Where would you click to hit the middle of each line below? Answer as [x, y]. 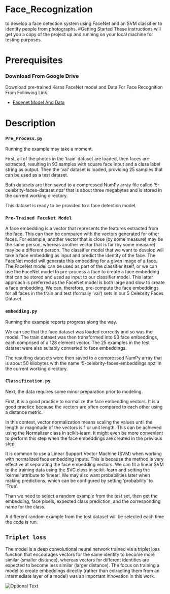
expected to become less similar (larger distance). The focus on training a [82, 565]
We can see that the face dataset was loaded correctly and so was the [79, 331]
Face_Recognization [49, 9]
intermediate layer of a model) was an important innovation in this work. [80, 576]
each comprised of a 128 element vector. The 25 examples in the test [77, 343]
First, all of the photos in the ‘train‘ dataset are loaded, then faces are [77, 158]
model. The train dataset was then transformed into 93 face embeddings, [82, 337]
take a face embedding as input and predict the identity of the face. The [80, 256]
